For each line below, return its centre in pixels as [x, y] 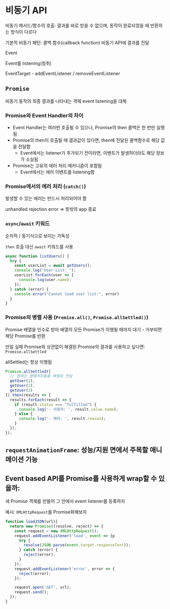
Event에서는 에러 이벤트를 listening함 [58, 172]
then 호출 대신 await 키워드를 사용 [39, 247]
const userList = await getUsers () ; [53, 266]
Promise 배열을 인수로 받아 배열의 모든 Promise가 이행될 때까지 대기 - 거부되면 [83, 329]
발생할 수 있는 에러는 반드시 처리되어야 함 [46, 198]
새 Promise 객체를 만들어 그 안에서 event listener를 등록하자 [65, 501]
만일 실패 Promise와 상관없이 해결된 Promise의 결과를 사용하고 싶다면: [75, 347]
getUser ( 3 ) [21, 390]
